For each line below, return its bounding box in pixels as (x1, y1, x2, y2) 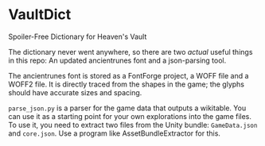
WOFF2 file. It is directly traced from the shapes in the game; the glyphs (8, 79, 245, 89)
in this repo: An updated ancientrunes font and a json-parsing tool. (8, 56, 227, 65)
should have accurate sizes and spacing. (8, 87, 142, 97)
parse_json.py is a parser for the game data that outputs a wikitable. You (8, 103, 247, 113)
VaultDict (8, 6, 72, 24)
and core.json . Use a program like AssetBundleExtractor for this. (8, 129, 221, 138)
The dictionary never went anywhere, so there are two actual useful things (8, 47, 253, 56)
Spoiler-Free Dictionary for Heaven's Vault (8, 32, 147, 41)
